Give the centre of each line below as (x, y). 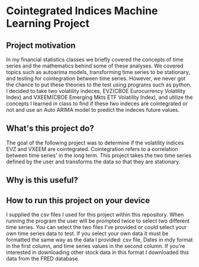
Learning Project (48, 23)
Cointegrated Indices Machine (82, 11)
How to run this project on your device (78, 200)
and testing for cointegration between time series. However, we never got (96, 78)
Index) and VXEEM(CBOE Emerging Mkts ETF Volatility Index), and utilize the (99, 97)
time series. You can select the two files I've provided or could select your (97, 227)
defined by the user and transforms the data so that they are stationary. (93, 162)
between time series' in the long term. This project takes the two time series (99, 155)
